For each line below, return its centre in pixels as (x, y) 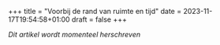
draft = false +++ (99, 19)
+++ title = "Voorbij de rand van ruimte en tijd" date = (95, 11)
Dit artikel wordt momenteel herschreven (75, 35)
